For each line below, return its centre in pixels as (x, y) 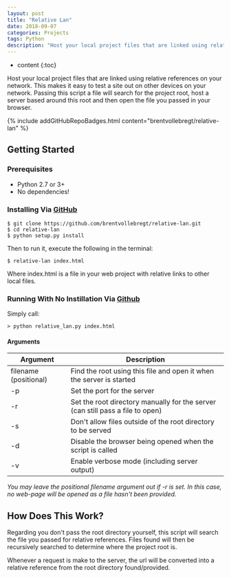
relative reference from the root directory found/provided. (89, 568)
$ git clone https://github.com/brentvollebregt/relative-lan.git (104, 223)
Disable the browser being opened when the (142, 442)
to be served (91, 430)
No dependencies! (43, 191)
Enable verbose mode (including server (134, 461)
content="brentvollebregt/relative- (170, 121)
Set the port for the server (112, 391)
